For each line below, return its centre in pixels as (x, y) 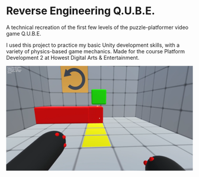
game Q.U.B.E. (24, 33)
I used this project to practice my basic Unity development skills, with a (93, 45)
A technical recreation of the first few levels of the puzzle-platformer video (97, 27)
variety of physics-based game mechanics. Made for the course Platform (96, 51)
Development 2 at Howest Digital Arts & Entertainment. (73, 57)
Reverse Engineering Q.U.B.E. (81, 11)
